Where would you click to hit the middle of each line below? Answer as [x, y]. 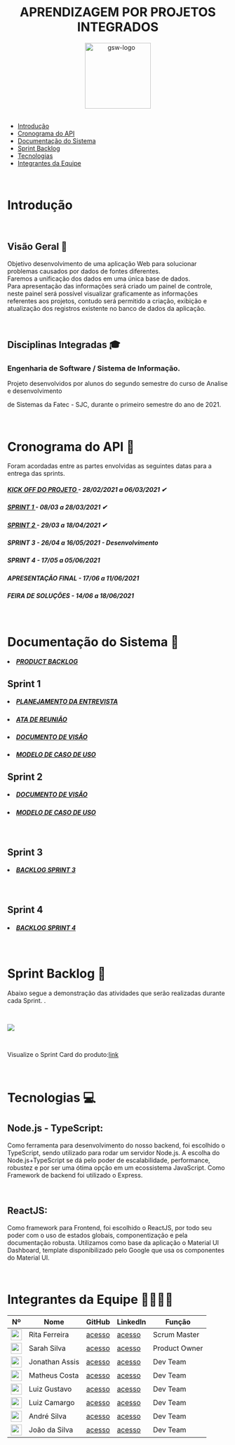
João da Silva [51, 1430]
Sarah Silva [48, 1348]
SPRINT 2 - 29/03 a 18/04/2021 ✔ [57, 525]
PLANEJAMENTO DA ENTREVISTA [67, 702]
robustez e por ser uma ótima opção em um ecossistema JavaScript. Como [116, 1167]
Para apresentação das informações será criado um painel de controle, [110, 286]
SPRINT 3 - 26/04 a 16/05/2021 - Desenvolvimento [83, 543]
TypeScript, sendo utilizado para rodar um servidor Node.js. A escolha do [114, 1152]
